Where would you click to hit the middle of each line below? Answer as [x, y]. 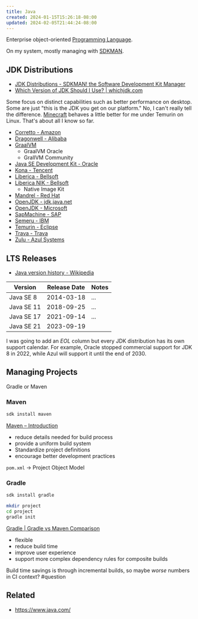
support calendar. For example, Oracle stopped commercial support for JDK [99, 347]
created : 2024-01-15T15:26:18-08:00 [51, 17]
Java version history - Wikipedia [54, 273]
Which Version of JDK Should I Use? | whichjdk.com [79, 90]
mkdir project [24, 506]
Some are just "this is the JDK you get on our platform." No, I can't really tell [99, 108]
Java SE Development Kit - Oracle [56, 164]
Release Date [66, 287]
